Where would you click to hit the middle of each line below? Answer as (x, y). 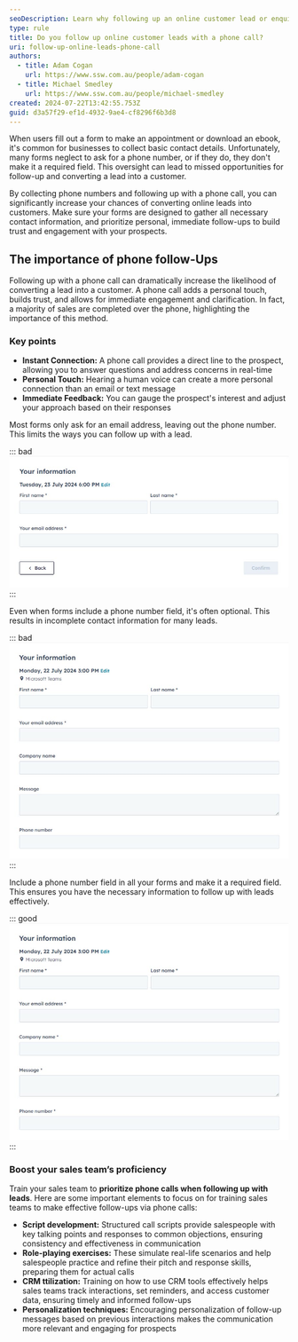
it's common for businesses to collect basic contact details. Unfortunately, (145, 148)
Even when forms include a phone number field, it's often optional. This (140, 611)
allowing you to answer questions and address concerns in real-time (147, 370)
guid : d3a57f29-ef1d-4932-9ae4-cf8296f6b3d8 (93, 112)
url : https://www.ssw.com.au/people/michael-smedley (125, 93)
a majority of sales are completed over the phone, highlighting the (129, 309)
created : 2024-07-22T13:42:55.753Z (75, 103)
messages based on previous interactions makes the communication (147, 1319)
